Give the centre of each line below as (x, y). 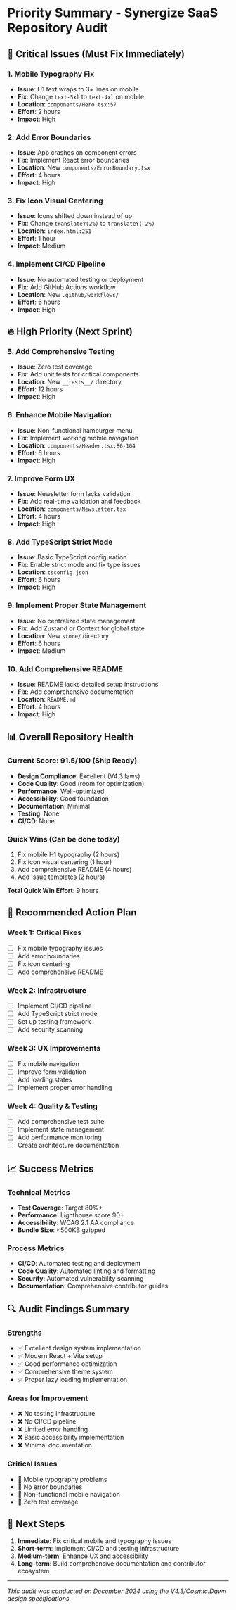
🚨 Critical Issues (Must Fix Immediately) (96, 54)
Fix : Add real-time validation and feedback (79, 502)
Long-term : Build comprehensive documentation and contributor (111, 1563)
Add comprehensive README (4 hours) (74, 869)
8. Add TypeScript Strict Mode (60, 542)
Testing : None (38, 813)
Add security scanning (50, 1029)
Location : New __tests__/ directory (69, 382)
